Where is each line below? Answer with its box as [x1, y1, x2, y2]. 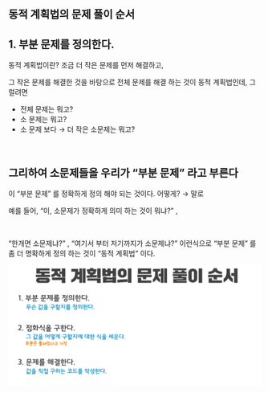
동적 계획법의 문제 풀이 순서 [8, 7, 135, 22]
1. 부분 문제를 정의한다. [8, 37, 115, 51]
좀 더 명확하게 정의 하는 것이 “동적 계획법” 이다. [8, 248, 156, 259]
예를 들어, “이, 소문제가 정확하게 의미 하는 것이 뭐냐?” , [8, 206, 178, 215]
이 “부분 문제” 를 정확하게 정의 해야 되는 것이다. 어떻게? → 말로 [8, 189, 205, 199]
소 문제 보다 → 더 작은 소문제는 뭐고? [19, 125, 136, 134]
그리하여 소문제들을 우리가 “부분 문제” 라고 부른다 [8, 166, 239, 179]
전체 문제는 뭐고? [19, 104, 74, 114]
